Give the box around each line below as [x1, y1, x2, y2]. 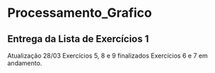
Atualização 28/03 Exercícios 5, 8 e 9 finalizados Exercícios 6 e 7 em [7, 51, 208, 60]
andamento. [7, 59, 42, 67]
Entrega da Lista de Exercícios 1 [7, 33, 149, 45]
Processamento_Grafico [7, 5, 152, 21]
